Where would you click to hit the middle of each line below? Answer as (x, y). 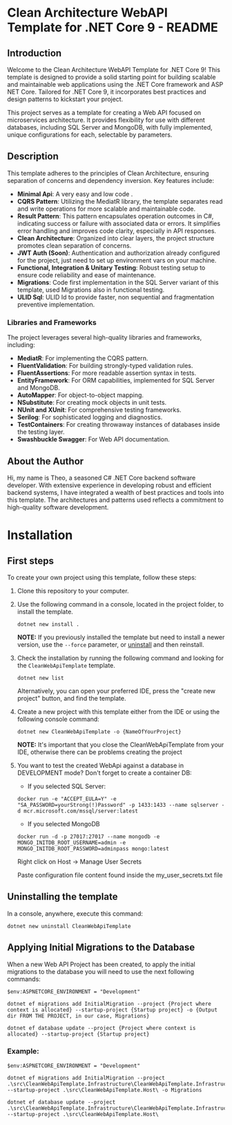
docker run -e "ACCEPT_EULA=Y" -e (67, 799)
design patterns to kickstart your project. (65, 99)
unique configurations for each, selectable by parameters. (90, 134)
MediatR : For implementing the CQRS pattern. (83, 358)
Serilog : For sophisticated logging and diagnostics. (90, 417)
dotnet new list (40, 678)
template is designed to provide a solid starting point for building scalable (112, 77)
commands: (24, 979)
